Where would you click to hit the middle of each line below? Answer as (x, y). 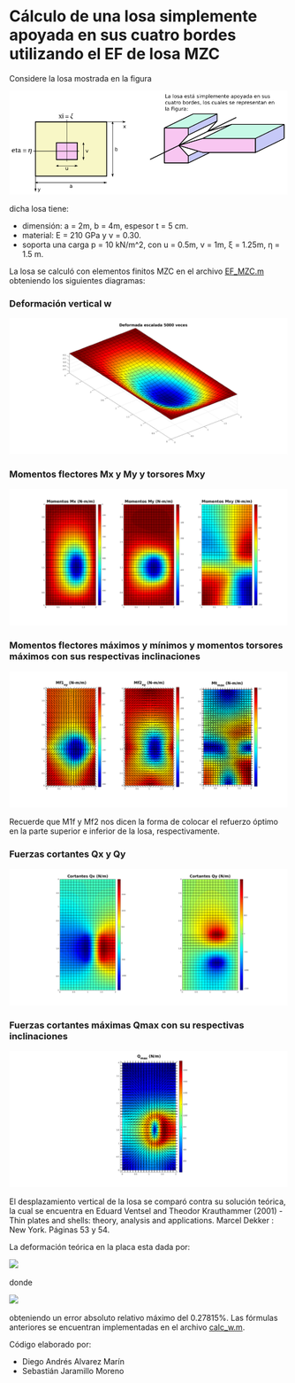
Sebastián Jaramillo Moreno (73, 1371)
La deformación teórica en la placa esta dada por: (100, 1247)
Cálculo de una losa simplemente (133, 16)
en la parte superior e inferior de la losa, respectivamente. (115, 831)
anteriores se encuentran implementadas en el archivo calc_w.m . (127, 1327)
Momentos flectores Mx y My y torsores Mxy (107, 474)
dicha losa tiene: (39, 208)
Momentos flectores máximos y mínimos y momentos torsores (146, 646)
